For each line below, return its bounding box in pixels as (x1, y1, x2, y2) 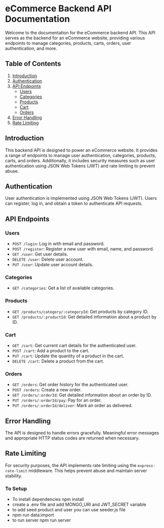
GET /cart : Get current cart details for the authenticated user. (12, 342, 137, 348)
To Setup (5, 485, 27, 492)
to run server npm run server (12, 517, 71, 523)
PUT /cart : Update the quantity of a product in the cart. (12, 353, 125, 359)
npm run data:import (12, 512, 54, 518)
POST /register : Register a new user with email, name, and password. (12, 246, 154, 252)
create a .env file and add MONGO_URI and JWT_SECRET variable (12, 501, 147, 507)
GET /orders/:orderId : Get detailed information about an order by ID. (12, 392, 152, 398)
